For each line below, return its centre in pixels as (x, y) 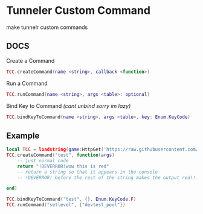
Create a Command (31, 60)
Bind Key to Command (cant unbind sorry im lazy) (69, 105)
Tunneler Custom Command (79, 11)
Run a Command (27, 83)
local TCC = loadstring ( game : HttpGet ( (55, 149)
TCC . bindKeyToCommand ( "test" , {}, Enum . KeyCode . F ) (71, 200)
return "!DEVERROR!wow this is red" (63, 166)
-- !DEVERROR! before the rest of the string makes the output (98, 178)
